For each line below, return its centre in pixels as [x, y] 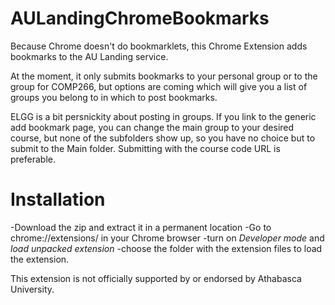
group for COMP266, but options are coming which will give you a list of [159, 86]
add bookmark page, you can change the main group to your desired [152, 127]
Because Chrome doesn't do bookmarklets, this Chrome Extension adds [159, 46]
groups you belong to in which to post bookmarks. [114, 97]
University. [32, 289]
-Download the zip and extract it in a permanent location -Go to [141, 227]
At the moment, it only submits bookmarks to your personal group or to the [164, 76]
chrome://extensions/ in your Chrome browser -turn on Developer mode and [167, 238]
